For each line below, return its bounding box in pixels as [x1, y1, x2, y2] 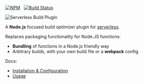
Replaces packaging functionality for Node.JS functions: [5, 34, 121, 39]
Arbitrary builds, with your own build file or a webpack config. [12, 49, 140, 54]
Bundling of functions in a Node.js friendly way [12, 43, 109, 49]
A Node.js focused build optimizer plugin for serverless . [5, 24, 120, 30]
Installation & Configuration [12, 68, 68, 74]
